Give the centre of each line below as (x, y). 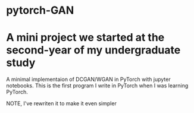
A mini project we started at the (85, 38)
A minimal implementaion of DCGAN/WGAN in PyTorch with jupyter (88, 79)
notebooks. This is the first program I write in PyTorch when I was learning (97, 86)
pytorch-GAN (40, 10)
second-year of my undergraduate (93, 50)
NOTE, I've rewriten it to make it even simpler (62, 103)
